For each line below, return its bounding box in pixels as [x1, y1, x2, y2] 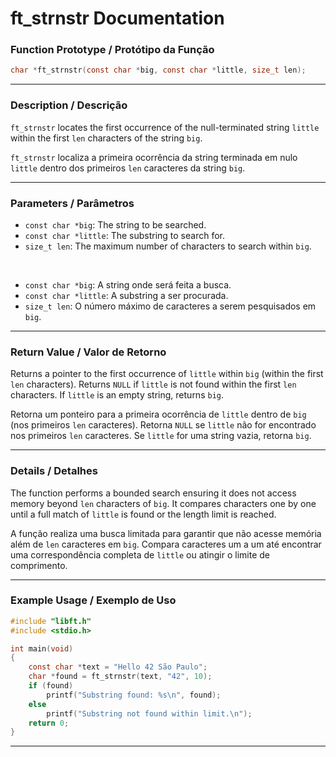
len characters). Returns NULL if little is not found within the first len [10, 378, 297, 391]
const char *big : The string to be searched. [24, 218, 207, 231]
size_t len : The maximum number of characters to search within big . [24, 240, 312, 252]
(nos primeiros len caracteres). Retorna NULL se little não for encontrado [10, 419, 317, 431]
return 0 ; [28, 718, 70, 728]
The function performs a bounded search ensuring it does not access [10, 487, 297, 499]
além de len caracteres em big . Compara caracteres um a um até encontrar [10, 538, 322, 550]
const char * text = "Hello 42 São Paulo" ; [28, 662, 208, 672]
